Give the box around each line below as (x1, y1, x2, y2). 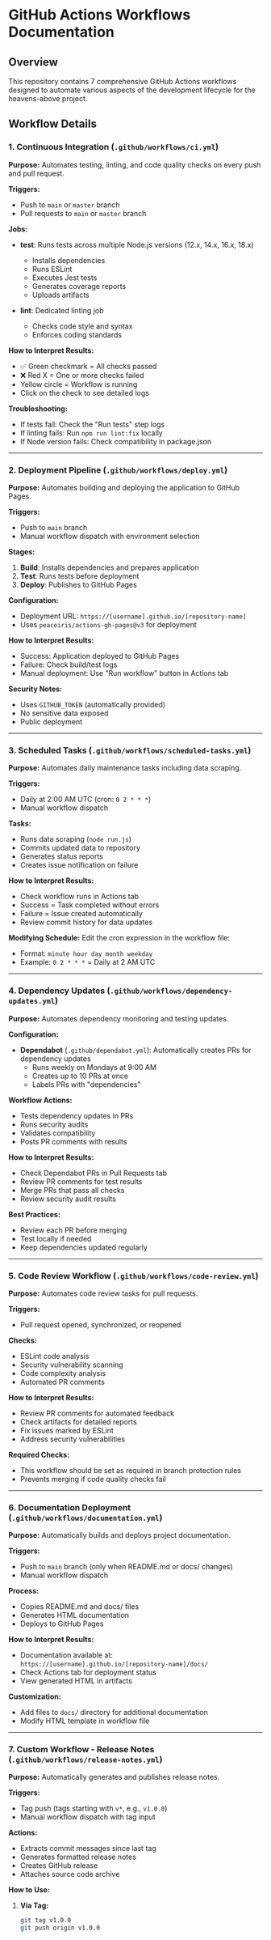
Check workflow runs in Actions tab (19, 892, 140, 902)
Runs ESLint (31, 264, 73, 274)
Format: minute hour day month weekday (19, 949, 153, 958)
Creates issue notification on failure (19, 860, 139, 870)
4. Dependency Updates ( (8, 985, 110, 996)
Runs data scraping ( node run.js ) (19, 834, 131, 844)
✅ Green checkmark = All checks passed (19, 361, 157, 371)
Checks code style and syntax (31, 321, 133, 331)
